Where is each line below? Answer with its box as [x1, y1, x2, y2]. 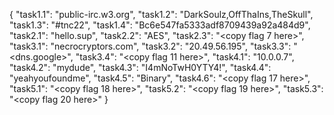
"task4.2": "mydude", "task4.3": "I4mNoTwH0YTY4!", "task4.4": [9, 62, 272, 73]
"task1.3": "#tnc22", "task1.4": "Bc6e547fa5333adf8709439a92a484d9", [9, 19, 311, 31]
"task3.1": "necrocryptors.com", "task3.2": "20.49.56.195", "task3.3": [9, 40, 292, 52]
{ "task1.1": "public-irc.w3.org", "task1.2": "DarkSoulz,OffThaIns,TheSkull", [9, 9, 314, 20]
